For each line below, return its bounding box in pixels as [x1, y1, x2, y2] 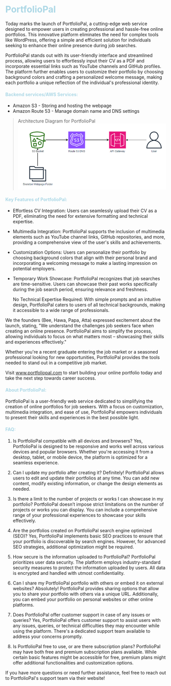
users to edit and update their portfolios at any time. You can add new [12, 475, 160, 481]
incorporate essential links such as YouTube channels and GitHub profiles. [5, 63, 162, 69]
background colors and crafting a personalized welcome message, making [5, 74, 162, 80]
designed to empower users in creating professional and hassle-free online [5, 26, 163, 32]
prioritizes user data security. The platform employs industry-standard [12, 559, 161, 565]
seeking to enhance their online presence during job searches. [5, 42, 137, 48]
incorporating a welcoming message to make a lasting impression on [12, 260, 157, 266]
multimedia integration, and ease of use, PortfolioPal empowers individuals [5, 409, 162, 415]
